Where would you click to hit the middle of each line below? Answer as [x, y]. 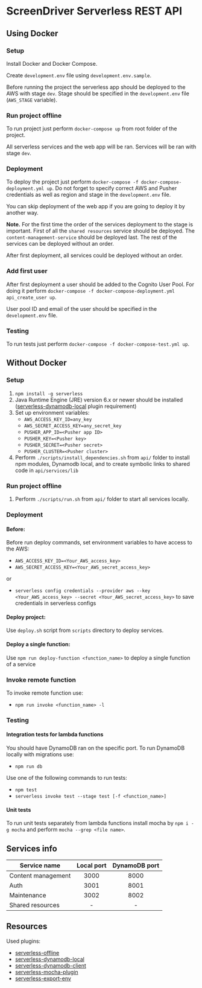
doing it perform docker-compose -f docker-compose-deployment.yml [90, 290]
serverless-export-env [43, 978]
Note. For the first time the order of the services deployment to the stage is [100, 225]
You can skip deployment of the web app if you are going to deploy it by [96, 206]
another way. [23, 213]
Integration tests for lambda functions [55, 735]
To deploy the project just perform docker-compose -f [72, 182]
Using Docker [32, 33]
